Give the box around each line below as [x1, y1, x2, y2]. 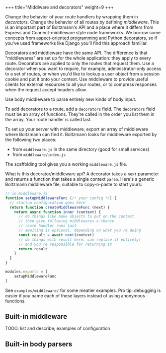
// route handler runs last [18, 223, 77, 228]
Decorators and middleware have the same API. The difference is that [5, 50, 148, 56]
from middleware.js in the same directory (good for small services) [12, 146, 150, 152]
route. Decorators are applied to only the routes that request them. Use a [5, 61, 154, 66]
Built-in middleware [5, 312, 68, 321]
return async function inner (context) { [14, 210, 101, 214]
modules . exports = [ [5, 269, 48, 274]
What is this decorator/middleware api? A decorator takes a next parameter [5, 171, 159, 177]
